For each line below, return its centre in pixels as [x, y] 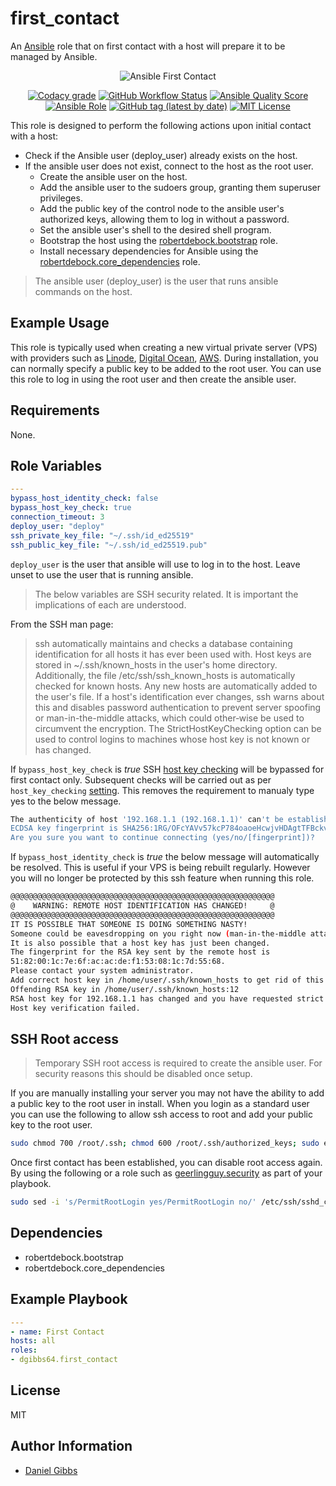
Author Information [71, 1446]
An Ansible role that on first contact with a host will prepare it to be [148, 46]
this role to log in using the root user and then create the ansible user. [153, 379]
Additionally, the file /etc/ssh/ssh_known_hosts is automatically [165, 675]
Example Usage [60, 323]
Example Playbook [69, 1299]
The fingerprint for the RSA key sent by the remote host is [140, 952]
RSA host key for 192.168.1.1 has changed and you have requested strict [167, 998]
